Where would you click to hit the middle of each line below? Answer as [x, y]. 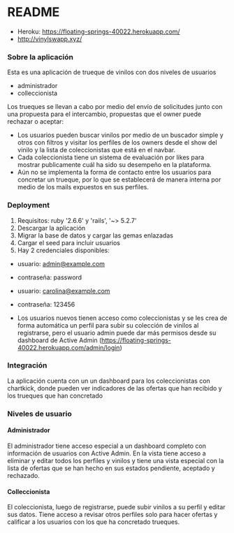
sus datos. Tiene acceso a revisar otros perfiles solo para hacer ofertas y [112, 515]
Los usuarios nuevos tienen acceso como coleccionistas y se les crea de [122, 318]
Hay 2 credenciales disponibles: [64, 250]
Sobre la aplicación [40, 57]
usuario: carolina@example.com [64, 291]
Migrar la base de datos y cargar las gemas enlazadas [95, 235]
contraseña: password [50, 277]
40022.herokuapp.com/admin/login [68, 347]
